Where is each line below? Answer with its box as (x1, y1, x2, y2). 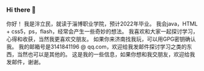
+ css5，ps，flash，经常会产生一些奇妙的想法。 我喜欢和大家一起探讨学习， (6, 28, 199, 35)
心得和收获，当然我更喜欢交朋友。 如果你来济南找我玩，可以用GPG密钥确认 (6, 35, 196, 43)
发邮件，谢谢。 (6, 58, 44, 66)
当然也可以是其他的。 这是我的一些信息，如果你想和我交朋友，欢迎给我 (16, 51, 195, 58)
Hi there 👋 (6, 6, 37, 14)
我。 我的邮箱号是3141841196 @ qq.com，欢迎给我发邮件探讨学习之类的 (6, 43, 188, 51)
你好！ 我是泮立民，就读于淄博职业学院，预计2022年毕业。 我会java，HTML (6, 20, 199, 28)
